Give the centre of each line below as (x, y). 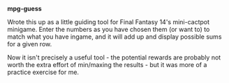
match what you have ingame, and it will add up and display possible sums (114, 37)
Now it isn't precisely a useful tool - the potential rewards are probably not (114, 57)
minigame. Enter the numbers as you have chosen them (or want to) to (109, 29)
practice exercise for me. (43, 72)
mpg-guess (24, 9)
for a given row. (30, 44)
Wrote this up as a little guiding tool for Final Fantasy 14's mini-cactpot (109, 22)
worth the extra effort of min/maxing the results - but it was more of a (107, 65)
